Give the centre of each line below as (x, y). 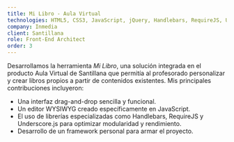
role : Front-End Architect (46, 40)
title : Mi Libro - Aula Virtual (54, 14)
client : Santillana (36, 33)
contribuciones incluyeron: (46, 88)
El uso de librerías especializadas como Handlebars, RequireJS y (110, 116)
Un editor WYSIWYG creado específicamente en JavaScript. (104, 109)
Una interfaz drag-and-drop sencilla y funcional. (87, 101)
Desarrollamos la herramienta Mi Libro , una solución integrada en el (104, 66)
